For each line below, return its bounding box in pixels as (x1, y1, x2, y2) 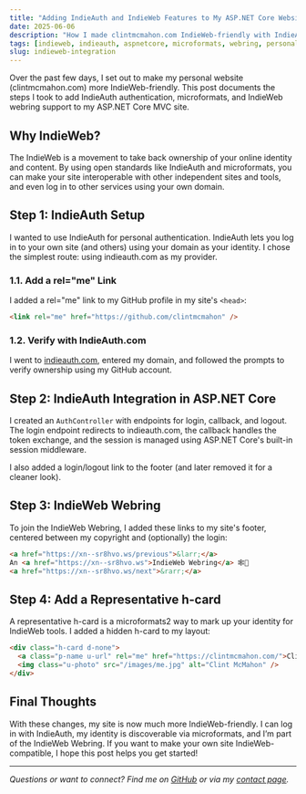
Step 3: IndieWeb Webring (9, 498, 161, 514)
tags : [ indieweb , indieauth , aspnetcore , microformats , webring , (9, 38, 262, 48)
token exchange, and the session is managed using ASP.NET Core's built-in (9, 434, 293, 445)
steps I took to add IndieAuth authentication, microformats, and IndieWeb (9, 92, 284, 103)
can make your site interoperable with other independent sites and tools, (9, 171, 281, 183)
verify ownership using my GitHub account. (9, 364, 173, 375)
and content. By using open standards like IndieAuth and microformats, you (9, 162, 292, 172)
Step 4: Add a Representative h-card (9, 591, 221, 607)
